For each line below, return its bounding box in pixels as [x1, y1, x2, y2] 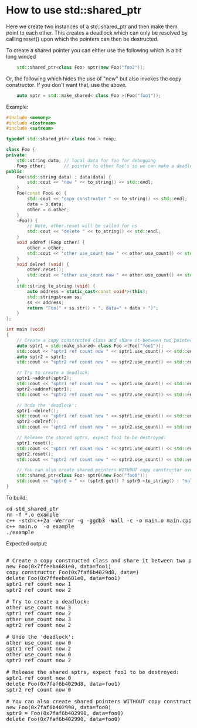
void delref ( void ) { [16, 261, 69, 267]
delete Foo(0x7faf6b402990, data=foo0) [6, 716, 121, 722]
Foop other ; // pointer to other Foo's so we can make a [16, 163, 175, 169]
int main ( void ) [6, 326, 46, 332]
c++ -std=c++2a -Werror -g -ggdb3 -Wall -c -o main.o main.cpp [6, 517, 192, 524]
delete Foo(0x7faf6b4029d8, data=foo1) [6, 680, 121, 687]
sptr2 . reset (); [16, 451, 54, 457]
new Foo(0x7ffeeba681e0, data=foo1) [6, 563, 111, 569]
